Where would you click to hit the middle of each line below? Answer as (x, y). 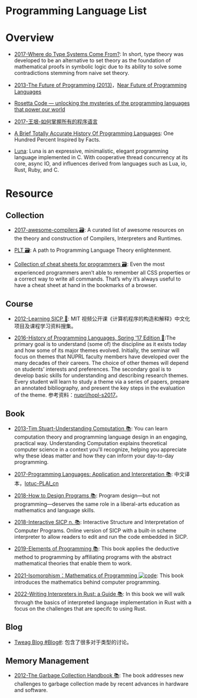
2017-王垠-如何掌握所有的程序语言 (56, 121)
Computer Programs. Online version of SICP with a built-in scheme (95, 530)
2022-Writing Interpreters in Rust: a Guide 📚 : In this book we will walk (99, 594)
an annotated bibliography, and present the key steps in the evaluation (99, 388)
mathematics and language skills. (55, 510)
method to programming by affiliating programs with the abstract (93, 557)
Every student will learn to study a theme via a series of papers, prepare (102, 381)
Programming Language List (76, 11)
